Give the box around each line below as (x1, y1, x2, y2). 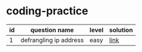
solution (109, 26, 133, 34)
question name (30, 26, 75, 34)
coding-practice (6, 4, 88, 18)
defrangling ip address (20, 36, 84, 44)
